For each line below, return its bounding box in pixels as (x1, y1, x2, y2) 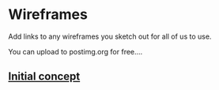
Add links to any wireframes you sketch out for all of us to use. (8, 32, 212, 41)
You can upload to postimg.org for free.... (8, 47, 143, 56)
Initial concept (8, 69, 81, 84)
